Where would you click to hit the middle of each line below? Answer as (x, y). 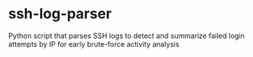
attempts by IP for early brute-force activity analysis (94, 44)
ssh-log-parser (60, 14)
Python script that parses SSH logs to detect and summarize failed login (126, 36)
